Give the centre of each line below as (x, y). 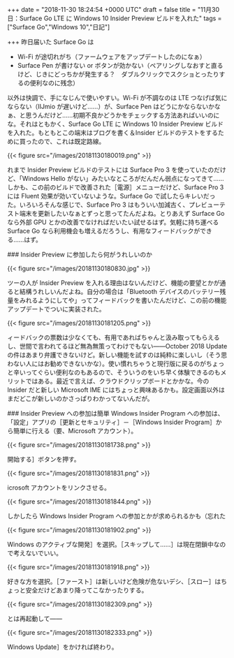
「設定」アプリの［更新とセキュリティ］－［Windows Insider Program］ (112, 422)
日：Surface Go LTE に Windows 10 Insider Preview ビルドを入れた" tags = (115, 18)
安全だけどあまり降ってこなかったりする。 (87, 590)
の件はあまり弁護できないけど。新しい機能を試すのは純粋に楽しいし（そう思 (117, 355)
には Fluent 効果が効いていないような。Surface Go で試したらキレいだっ (111, 196)
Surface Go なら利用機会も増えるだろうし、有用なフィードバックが (104, 231)
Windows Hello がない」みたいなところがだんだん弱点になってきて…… (123, 178)
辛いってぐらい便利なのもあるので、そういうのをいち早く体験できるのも (117, 372)
